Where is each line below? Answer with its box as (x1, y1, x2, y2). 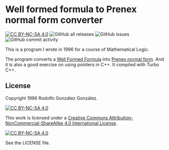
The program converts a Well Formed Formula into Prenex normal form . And (5, 56, 164, 62)
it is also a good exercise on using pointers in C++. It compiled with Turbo (5, 61, 159, 67)
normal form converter (5, 14, 103, 26)
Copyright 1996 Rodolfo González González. (5, 95, 98, 101)
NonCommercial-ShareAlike (5, 120, 63, 126)
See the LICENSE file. (5, 139, 50, 145)
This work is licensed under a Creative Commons (5, 115, 108, 121)
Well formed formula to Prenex (5, 4, 137, 15)
